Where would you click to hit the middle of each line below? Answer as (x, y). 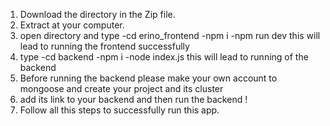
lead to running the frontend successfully (104, 46)
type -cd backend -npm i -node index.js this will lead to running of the (164, 57)
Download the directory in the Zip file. (97, 14)
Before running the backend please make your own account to (148, 78)
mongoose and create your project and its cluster (121, 88)
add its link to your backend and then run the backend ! (133, 99)
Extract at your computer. (72, 25)
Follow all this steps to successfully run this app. (119, 110)
